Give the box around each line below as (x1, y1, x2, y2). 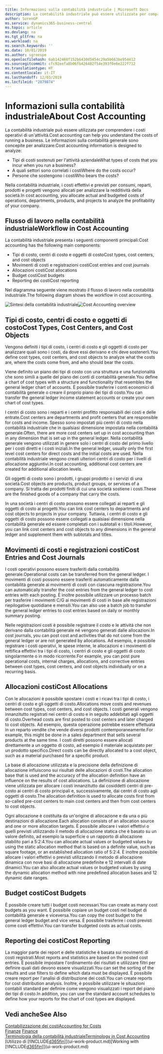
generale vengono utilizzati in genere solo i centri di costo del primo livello (5, 440, 154, 446)
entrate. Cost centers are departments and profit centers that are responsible (5, 415, 158, 420)
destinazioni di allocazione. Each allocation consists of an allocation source (5, 818, 154, 824)
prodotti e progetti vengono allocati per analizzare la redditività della (5, 187, 142, 193)
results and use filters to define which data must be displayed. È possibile (5, 970, 152, 976)
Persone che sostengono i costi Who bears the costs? (12, 172, 119, 178)
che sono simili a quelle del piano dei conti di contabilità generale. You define (5, 374, 158, 380)
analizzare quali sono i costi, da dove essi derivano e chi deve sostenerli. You (5, 349, 158, 355)
